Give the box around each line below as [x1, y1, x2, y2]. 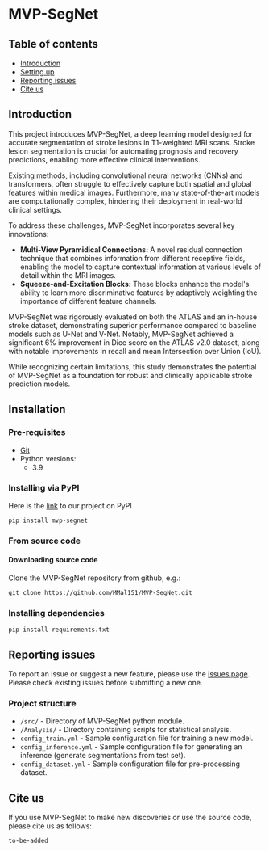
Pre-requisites [8, 427, 66, 438]
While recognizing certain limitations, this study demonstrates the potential [8, 361, 257, 372]
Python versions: [19, 453, 77, 463]
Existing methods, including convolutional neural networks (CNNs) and [8, 171, 243, 180]
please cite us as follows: [8, 821, 93, 831]
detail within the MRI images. [19, 270, 117, 280]
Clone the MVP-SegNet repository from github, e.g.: [8, 573, 181, 583]
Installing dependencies [8, 607, 105, 618]
